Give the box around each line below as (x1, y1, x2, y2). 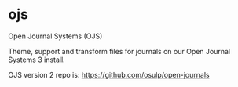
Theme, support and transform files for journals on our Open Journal (8, 46, 230, 56)
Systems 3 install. (8, 55, 65, 64)
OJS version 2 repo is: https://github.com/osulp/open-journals (8, 70, 210, 79)
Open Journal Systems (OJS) (8, 31, 103, 41)
